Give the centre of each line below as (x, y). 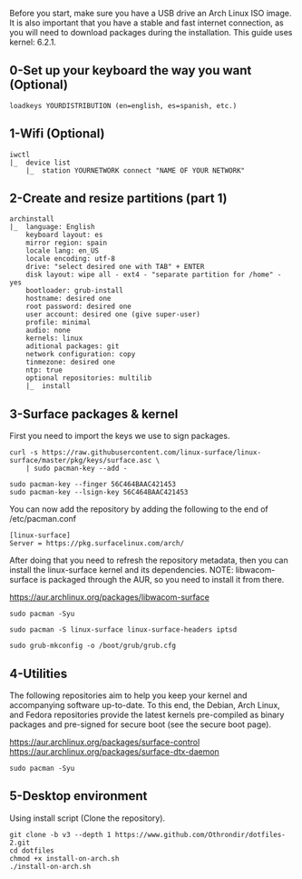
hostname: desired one (68, 299)
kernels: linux (54, 339)
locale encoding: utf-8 (71, 259)
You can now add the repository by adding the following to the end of (139, 509)
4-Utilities (39, 673)
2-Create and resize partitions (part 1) (119, 199)
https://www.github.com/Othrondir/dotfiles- (200, 834)
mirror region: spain (66, 243)
